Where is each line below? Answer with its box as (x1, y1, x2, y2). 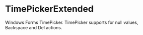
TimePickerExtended (5, 3, 94, 15)
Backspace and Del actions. (5, 24, 62, 30)
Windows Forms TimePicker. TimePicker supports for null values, (5, 19, 139, 25)
